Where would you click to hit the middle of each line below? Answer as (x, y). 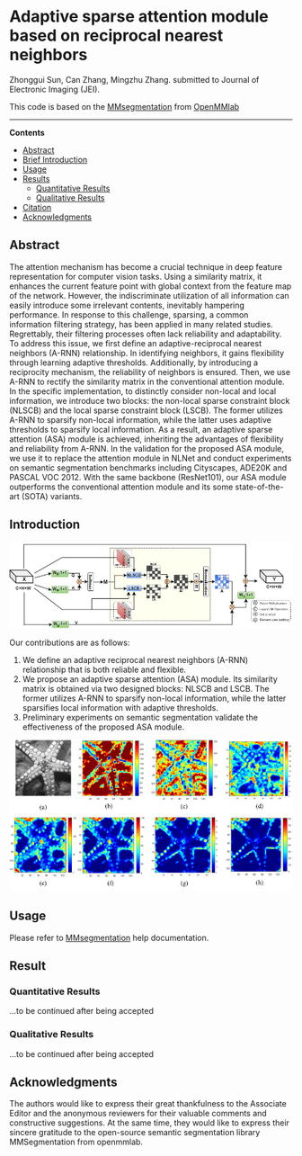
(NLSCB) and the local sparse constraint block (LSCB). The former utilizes (146, 410)
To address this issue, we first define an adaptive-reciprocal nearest (136, 343)
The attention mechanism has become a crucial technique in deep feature (146, 266)
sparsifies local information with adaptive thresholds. (120, 708)
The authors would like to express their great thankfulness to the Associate (148, 1104)
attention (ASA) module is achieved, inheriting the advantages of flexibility (147, 439)
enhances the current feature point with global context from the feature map (151, 286)
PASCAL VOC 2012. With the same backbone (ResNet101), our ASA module (148, 477)
